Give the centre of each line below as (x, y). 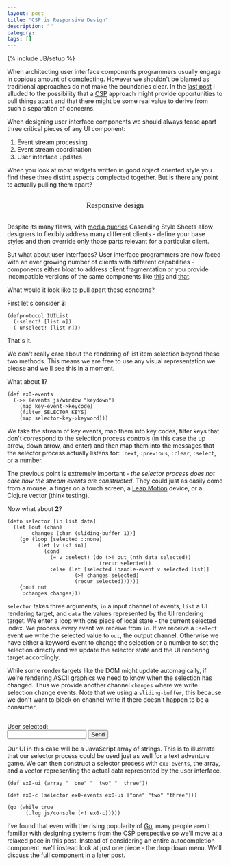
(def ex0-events (30, 395)
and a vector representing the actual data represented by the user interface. (114, 771)
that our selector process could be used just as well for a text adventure (108, 756)
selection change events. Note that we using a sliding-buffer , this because (114, 693)
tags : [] (20, 39)
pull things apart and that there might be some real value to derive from (108, 101)
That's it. (20, 341)
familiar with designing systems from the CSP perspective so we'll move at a (115, 833)
